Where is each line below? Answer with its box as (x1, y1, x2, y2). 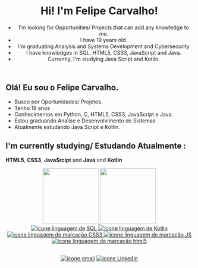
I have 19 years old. (80, 36, 128, 43)
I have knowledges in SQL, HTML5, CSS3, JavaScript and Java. (26, 49, 182, 56)
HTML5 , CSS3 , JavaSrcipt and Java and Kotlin (5, 156, 122, 164)
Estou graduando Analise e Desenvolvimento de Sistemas (14, 117, 156, 124)
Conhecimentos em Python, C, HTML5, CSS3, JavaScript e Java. (14, 111, 174, 118)
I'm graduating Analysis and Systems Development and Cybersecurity (18, 43, 190, 50)
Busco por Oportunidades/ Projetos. (14, 98, 103, 105)
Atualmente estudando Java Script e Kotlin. (14, 124, 120, 131)
